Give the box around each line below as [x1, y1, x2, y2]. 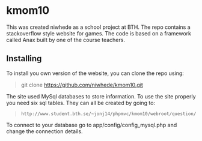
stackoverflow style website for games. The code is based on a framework [6, 29, 191, 37]
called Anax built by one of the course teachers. [6, 36, 125, 43]
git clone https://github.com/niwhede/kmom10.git [20, 81, 143, 88]
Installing [6, 53, 42, 64]
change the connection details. [6, 127, 83, 135]
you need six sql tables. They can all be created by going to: [6, 99, 155, 106]
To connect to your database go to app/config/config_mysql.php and [6, 121, 177, 128]
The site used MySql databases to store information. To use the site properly [6, 92, 197, 100]
